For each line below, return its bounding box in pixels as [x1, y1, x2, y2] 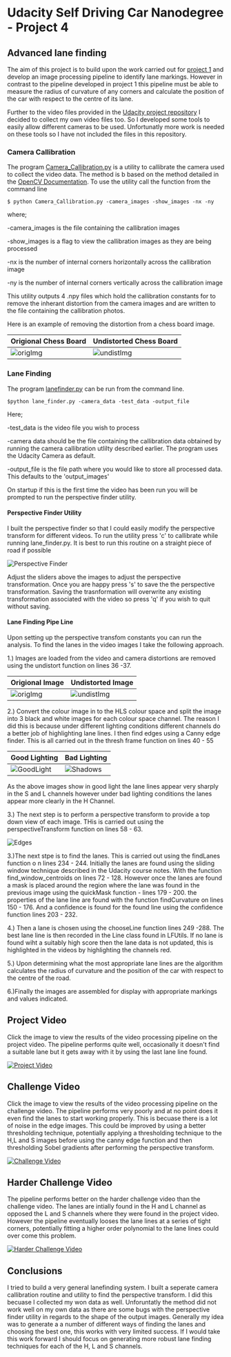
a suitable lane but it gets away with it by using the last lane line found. [7, 1048, 208, 1056]
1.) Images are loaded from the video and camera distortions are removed [7, 654, 216, 662]
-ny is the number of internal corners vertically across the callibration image [7, 278, 223, 287]
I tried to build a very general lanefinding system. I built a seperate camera [7, 1283, 219, 1292]
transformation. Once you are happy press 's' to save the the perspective [7, 580, 215, 588]
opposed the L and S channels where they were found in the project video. [7, 1210, 219, 1218]
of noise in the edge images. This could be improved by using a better [7, 1121, 206, 1130]
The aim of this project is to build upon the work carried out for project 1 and [7, 66, 224, 73]
